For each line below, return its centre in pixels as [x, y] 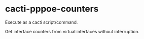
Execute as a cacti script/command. [41, 22]
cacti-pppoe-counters [52, 9]
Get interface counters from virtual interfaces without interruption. [72, 31]
